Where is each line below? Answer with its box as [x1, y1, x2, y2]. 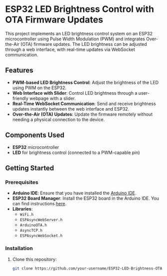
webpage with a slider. [29, 95, 76, 101]
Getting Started [5, 163, 54, 172]
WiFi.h [19, 212, 34, 217]
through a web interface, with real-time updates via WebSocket [5, 46, 136, 52]
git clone [12, 266, 33, 271]
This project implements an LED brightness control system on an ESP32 [5, 30, 153, 36]
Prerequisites [5, 178, 38, 185]
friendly [12, 95, 29, 101]
